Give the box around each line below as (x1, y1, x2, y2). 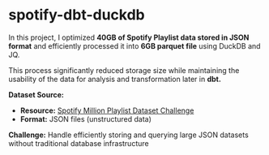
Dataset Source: (8, 89, 65, 99)
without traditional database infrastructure (8, 138, 149, 148)
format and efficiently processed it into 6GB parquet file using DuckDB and (8, 41, 261, 50)
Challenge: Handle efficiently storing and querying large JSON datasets (8, 130, 249, 140)
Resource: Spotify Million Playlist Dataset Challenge (19, 105, 194, 115)
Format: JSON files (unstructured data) (19, 114, 152, 123)
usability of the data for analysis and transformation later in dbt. (8, 74, 221, 84)
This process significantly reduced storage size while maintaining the (8, 65, 240, 75)
